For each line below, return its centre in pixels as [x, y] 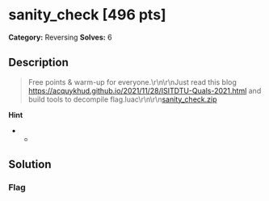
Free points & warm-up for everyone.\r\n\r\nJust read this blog [132, 82]
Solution [30, 164]
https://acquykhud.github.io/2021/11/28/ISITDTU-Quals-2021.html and [145, 90]
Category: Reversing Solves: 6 [60, 37]
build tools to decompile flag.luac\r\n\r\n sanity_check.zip [122, 99]
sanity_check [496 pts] [88, 15]
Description [38, 63]
